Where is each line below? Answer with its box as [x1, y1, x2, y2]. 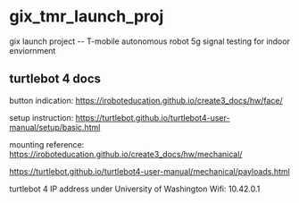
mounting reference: [9, 139, 85, 149]
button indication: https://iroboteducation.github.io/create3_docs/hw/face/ [9, 95, 283, 106]
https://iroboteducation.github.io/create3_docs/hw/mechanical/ [9, 148, 243, 159]
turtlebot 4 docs [9, 72, 101, 87]
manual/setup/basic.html [9, 122, 101, 132]
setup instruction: [9, 112, 74, 123]
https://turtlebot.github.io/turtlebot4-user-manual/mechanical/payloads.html [9, 165, 290, 176]
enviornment [9, 45, 56, 55]
